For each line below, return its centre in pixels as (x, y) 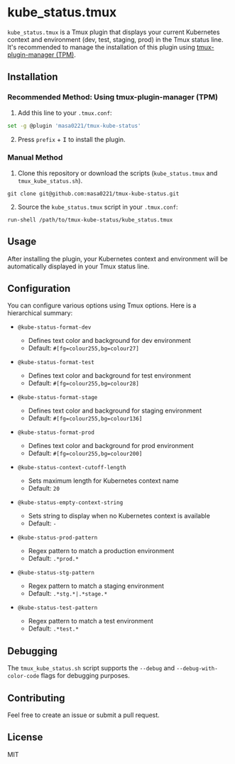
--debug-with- (197, 669)
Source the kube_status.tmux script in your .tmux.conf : (98, 207)
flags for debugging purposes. (85, 676)
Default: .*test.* (54, 628)
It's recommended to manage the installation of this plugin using (101, 47)
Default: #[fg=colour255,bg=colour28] (84, 383)
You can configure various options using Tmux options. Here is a (102, 305)
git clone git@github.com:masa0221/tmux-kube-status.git (93, 193)
